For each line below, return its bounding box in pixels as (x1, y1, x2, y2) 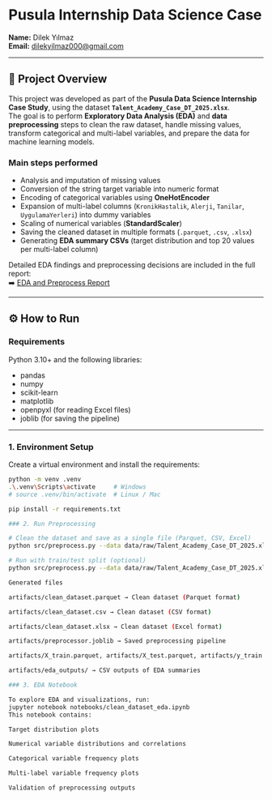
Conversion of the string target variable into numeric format (19, 184, 219, 194)
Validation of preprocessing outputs (8, 784, 136, 792)
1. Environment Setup (8, 441, 95, 452)
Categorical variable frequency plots (8, 755, 139, 763)
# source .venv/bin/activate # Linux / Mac (8, 490, 161, 498)
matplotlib (19, 396, 54, 406)
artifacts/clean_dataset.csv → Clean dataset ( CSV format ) (8, 608, 212, 616)
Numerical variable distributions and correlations (8, 740, 186, 748)
